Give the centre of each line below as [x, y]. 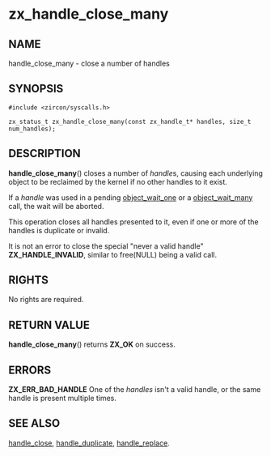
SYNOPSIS [36, 89]
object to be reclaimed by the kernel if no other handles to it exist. [118, 181]
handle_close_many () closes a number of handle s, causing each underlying [135, 173]
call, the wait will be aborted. [56, 206]
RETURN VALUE [49, 325]
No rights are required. [46, 300]
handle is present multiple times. [63, 398]
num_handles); [32, 129]
